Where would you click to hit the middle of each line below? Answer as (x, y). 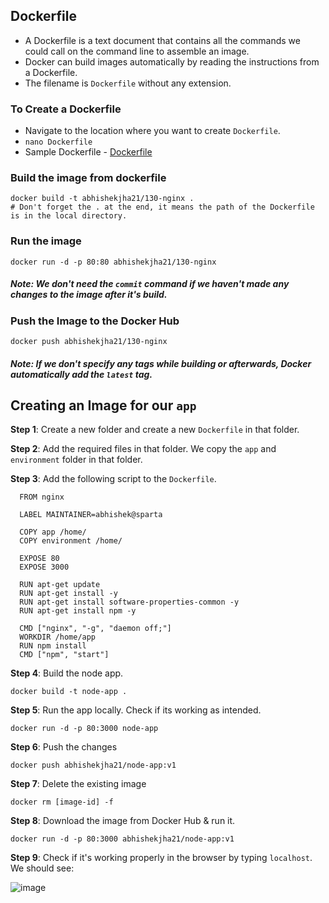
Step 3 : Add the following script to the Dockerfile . (113, 479)
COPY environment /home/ (71, 541)
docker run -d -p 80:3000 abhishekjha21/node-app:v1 (122, 839)
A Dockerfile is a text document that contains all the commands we (162, 40)
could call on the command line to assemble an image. (137, 51)
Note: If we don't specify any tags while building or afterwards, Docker (161, 363)
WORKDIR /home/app (58, 637)
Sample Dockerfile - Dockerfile (88, 152)
